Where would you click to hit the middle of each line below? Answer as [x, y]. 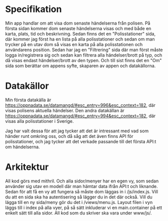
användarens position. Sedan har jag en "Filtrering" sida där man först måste [84, 50]
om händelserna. [22, 147]
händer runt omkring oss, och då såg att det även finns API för [69, 136]
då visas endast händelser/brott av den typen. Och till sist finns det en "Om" [83, 60]
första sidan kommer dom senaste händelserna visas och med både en [78, 28]
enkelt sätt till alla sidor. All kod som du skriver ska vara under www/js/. [78, 213]
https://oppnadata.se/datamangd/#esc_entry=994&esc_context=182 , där [80, 116]
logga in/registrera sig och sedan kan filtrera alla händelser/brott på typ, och [84, 55]
